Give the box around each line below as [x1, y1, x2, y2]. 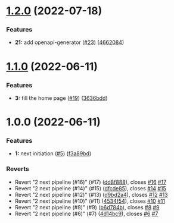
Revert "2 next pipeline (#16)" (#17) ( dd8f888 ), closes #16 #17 [14, 178, 167, 186]
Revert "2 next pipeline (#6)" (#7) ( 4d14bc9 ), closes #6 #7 [14, 210, 159, 217]
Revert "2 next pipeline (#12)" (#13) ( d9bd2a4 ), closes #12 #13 [14, 191, 168, 198]
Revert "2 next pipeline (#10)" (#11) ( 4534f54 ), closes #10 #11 [14, 197, 166, 205]
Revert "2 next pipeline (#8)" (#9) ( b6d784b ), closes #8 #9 [14, 203, 160, 211]
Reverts [6, 165, 30, 173]
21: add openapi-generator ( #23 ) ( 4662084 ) [14, 39, 125, 46]
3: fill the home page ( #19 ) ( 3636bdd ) [14, 94, 108, 102]
